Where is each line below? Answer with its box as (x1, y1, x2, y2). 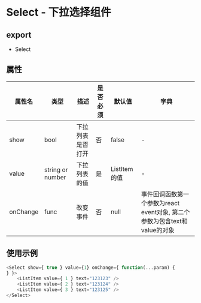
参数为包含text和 (141, 217, 188, 225)
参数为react (147, 199, 180, 207)
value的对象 (141, 226, 175, 234)
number (44, 173, 66, 181)
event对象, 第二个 (141, 208, 190, 216)
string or (44, 166, 68, 174)
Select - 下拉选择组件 (6, 5, 112, 19)
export (6, 29, 32, 40)
